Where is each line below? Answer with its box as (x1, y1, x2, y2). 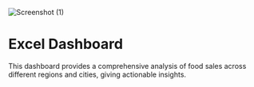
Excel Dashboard (8, 36, 124, 53)
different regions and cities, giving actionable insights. (8, 70, 186, 79)
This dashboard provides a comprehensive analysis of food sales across (8, 61, 247, 70)
